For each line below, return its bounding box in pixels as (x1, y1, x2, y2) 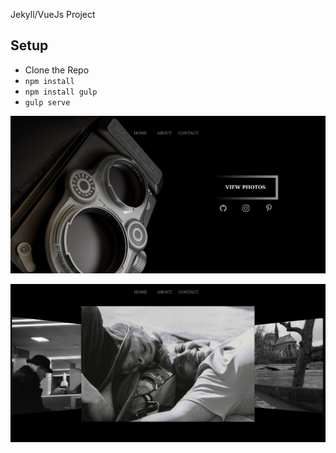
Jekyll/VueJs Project (10, 9, 96, 20)
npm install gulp (24, 87, 98, 97)
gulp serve (24, 97, 71, 108)
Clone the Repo (24, 64, 90, 76)
